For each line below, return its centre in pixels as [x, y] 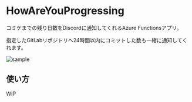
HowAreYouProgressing [65, 11]
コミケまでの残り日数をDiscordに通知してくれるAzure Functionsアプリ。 [94, 28]
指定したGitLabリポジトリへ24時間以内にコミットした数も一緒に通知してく [97, 40]
